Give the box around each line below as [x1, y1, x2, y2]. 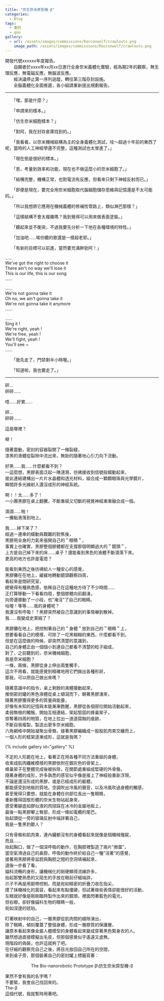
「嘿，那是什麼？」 [13, 97, 50, 103]
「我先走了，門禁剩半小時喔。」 [13, 356, 74, 363]
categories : [5, 12, 29, 17]
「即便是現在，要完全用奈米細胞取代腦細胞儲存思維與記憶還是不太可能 [13, 187, 153, 193]
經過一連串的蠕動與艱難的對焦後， [5, 531, 74, 537]
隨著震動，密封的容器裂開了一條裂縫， [5, 447, 82, 452]
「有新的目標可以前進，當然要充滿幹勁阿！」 [13, 245, 102, 250]
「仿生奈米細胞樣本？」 [13, 118, 59, 124]
